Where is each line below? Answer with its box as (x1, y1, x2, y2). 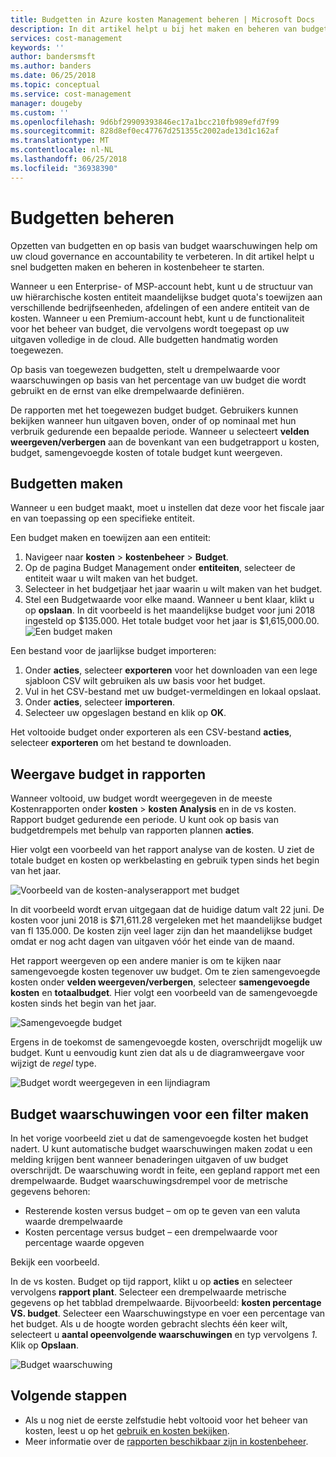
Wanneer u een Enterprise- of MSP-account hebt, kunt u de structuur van (10, 280, 314, 292)
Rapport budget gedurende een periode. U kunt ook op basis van (10, 814, 279, 826)
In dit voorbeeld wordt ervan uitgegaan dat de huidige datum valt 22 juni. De (10, 904, 325, 916)
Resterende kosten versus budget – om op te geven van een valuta (24, 1205, 301, 1216)
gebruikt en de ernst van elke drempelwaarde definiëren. (10, 384, 245, 396)
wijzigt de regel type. (10, 1057, 97, 1070)
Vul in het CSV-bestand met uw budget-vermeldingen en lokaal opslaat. (24, 686, 322, 698)
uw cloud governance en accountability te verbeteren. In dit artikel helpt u (10, 250, 315, 262)
